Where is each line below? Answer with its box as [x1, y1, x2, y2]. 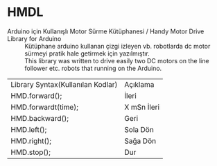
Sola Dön [124, 124, 154, 134]
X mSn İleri [124, 102, 160, 112]
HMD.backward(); [10, 113, 69, 123]
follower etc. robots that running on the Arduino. [24, 64, 162, 72]
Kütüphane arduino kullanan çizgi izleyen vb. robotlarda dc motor [24, 42, 211, 50]
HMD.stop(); [10, 147, 51, 157]
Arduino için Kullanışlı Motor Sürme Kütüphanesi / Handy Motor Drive [7, 27, 205, 35]
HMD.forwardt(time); [10, 102, 78, 112]
